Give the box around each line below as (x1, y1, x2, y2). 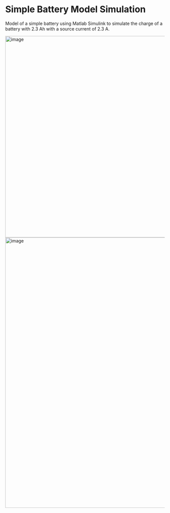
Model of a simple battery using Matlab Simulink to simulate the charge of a (5, 20, 163, 26)
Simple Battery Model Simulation (5, 4, 146, 15)
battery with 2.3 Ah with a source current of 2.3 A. (5, 25, 110, 32)
